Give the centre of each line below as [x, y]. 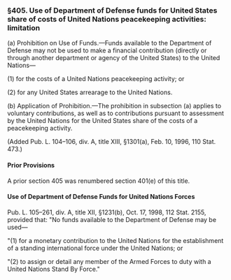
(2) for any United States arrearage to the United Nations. [90, 92]
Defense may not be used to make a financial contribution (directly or [107, 50]
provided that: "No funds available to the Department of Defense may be [112, 219]
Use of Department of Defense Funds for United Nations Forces [101, 197]
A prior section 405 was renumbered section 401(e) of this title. [99, 181]
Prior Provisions [31, 165]
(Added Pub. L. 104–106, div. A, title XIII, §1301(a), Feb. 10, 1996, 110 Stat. [112, 142]
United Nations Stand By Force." [54, 269]
